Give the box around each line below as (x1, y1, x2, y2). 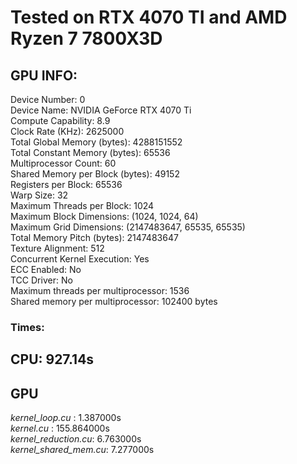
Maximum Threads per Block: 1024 (10, 200, 155, 211)
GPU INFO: (10, 67, 78, 84)
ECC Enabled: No (10, 264, 82, 275)
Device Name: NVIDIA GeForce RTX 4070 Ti (10, 104, 192, 116)
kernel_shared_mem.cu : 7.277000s (10, 444, 155, 456)
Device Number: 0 (10, 94, 86, 105)
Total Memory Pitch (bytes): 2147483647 (10, 232, 179, 243)
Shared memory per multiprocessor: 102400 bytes (10, 296, 218, 307)
